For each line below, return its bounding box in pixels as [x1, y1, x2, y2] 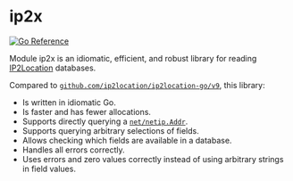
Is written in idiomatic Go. [21, 96, 116, 108]
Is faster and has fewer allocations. [21, 106, 152, 117]
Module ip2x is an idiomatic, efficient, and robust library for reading [9, 53, 257, 63]
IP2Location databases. [9, 62, 96, 73]
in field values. [21, 163, 76, 174]
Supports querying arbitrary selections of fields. [21, 125, 199, 136]
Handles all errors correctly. [21, 144, 125, 155]
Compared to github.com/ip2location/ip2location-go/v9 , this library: [9, 79, 265, 90]
